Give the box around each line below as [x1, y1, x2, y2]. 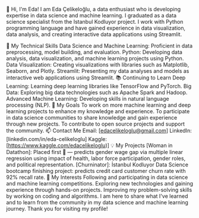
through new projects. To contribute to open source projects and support [6, 120, 185, 127]
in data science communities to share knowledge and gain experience [6, 114, 178, 121]
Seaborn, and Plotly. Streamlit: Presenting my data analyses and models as [6, 68, 189, 74]
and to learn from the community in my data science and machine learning [6, 199, 188, 206]
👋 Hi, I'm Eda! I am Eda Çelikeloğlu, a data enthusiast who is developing [6, 6, 181, 12]
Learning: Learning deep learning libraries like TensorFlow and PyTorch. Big [6, 83, 192, 89]
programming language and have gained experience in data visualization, [6, 24, 186, 31]
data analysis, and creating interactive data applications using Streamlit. [6, 31, 182, 38]
